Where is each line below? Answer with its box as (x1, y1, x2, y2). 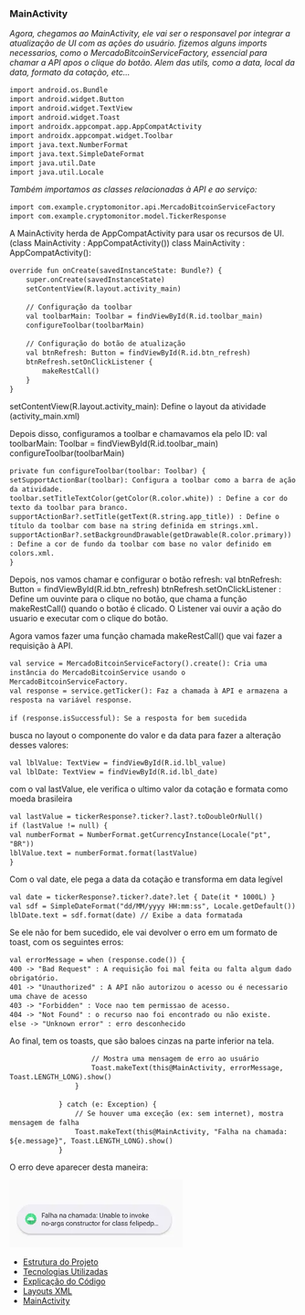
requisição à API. (9, 641, 73, 652)
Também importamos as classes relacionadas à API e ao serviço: (9, 184, 258, 195)
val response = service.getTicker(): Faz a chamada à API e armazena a (9, 686, 288, 696)
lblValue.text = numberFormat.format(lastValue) (9, 849, 198, 858)
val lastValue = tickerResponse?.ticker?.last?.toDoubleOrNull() (9, 812, 263, 822)
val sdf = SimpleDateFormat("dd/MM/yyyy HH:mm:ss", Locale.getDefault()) (9, 902, 297, 911)
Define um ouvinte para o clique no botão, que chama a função (9, 593, 247, 605)
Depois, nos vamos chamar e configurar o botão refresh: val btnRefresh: (9, 574, 282, 585)
